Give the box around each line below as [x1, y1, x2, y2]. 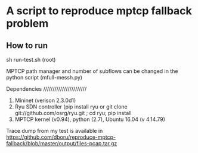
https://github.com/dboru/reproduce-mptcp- [6, 133, 116, 141]
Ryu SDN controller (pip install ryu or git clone [14, 103, 128, 110]
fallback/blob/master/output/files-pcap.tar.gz [6, 140, 117, 146]
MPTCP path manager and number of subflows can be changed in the [6, 68, 178, 75]
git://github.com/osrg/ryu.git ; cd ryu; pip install [14, 110, 132, 116]
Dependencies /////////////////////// [6, 85, 87, 93]
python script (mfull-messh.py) [6, 74, 82, 81]
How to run [6, 40, 48, 50]
